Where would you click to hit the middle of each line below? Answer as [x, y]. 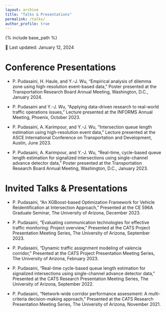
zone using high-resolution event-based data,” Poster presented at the [84, 87]
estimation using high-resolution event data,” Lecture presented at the [84, 132]
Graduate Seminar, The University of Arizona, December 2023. [76, 213]
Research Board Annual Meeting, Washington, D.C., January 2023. [80, 168]
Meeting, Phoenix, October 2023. [46, 117]
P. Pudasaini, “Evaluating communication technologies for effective [81, 222]
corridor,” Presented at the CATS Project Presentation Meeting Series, [83, 253]
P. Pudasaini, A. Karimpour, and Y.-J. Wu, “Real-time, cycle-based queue [87, 153]
